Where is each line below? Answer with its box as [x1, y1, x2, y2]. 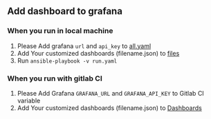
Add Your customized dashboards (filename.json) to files [17, 49, 180, 57]
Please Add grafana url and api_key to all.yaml [17, 41, 152, 50]
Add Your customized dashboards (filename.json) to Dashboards [17, 103, 202, 112]
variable [17, 96, 41, 105]
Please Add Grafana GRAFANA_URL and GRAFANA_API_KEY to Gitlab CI [17, 89, 204, 97]
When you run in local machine [7, 26, 113, 36]
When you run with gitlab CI [7, 74, 102, 83]
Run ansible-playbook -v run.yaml [17, 56, 118, 65]
